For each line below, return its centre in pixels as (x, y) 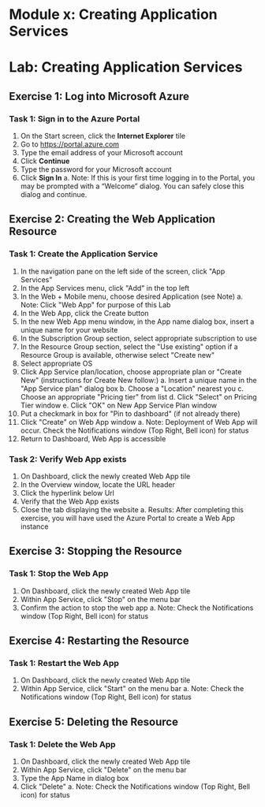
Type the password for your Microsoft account (96, 169)
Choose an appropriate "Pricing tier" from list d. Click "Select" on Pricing (138, 396)
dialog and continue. (54, 195)
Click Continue (45, 161)
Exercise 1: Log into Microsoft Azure (99, 96)
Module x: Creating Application (113, 15)
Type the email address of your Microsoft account (102, 153)
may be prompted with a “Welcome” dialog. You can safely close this (132, 186)
